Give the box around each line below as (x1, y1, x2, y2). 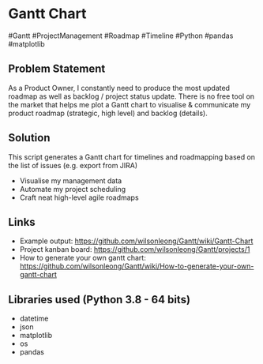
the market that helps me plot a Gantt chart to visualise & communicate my (8, 99, 251, 109)
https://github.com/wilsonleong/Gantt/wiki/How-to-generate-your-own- (19, 261, 254, 271)
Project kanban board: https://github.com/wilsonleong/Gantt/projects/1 (19, 245, 250, 254)
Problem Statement (8, 62, 106, 76)
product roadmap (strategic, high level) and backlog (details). (8, 108, 208, 118)
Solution (8, 131, 51, 144)
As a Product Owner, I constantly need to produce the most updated (8, 83, 231, 92)
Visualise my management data (19, 175, 122, 186)
